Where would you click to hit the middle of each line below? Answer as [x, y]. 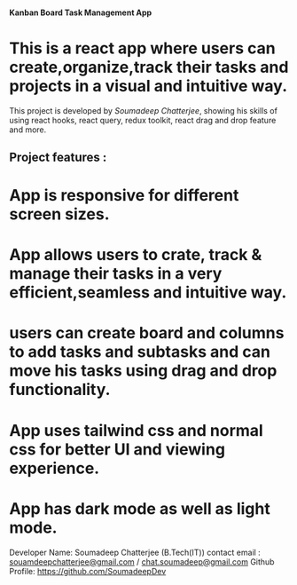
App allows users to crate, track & [136, 255]
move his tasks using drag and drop [143, 371]
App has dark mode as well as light [140, 508]
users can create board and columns [147, 333]
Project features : [58, 157]
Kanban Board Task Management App [81, 12]
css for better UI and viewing [117, 449]
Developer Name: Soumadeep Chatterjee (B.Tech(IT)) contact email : [135, 552]
